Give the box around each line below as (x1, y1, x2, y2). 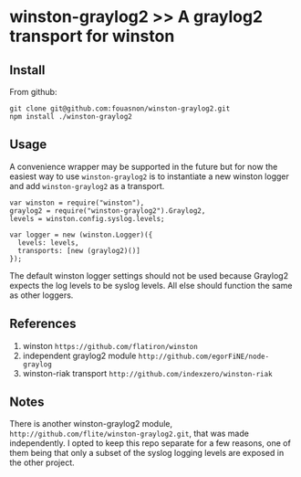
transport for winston (9, 26, 175, 47)
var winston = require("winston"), (9, 198, 145, 207)
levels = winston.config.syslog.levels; (9, 214, 166, 223)
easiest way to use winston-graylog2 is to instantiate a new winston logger (9, 171, 289, 182)
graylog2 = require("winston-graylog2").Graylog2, (9, 206, 206, 216)
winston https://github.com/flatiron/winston (22, 340, 198, 351)
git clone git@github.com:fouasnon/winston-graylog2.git (9, 104, 231, 113)
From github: (9, 87, 57, 97)
